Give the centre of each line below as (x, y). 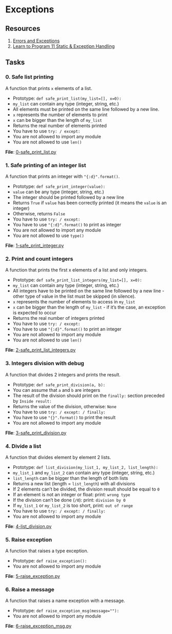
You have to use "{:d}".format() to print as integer (67, 224)
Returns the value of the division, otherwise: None (65, 406)
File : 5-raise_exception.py (33, 576)
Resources (23, 29)
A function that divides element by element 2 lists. (58, 457)
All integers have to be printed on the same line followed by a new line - (88, 291)
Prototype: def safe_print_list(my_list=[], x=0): (67, 98)
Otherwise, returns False (39, 213)
